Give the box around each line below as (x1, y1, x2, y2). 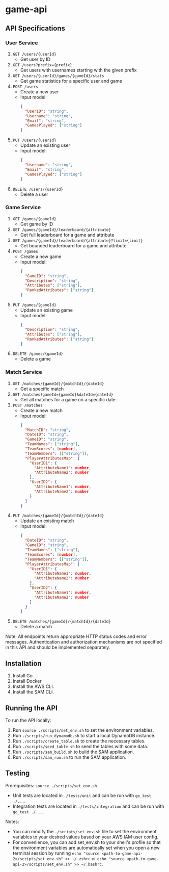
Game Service (5, 204, 41, 211)
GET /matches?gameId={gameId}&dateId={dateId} (12, 392, 114, 397)
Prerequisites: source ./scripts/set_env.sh (5, 782, 97, 788)
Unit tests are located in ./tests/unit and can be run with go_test (12, 792, 152, 799)
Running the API (5, 704, 58, 712)
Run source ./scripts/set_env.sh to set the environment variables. (12, 727, 154, 733)
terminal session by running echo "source (12, 850, 100, 856)
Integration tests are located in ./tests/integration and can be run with (12, 803, 164, 809)
